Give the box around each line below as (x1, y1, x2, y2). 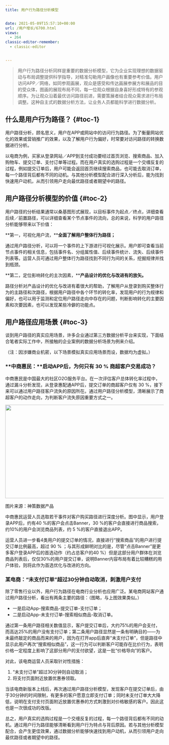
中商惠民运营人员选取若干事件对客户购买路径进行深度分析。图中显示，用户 (5, 513, 159, 519)
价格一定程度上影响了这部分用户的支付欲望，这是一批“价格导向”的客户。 (5, 647, 155, 653)
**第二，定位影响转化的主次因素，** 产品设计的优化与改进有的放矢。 (5, 272, 147, 278)
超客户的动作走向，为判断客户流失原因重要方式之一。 (5, 394, 116, 400)
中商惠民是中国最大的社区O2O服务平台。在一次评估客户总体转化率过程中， (5, 375, 160, 381)
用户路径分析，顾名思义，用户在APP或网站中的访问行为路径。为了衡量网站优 (5, 129, 164, 136)
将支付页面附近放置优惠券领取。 (12, 675, 79, 681)
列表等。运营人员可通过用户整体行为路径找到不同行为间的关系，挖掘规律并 (5, 255, 159, 261)
